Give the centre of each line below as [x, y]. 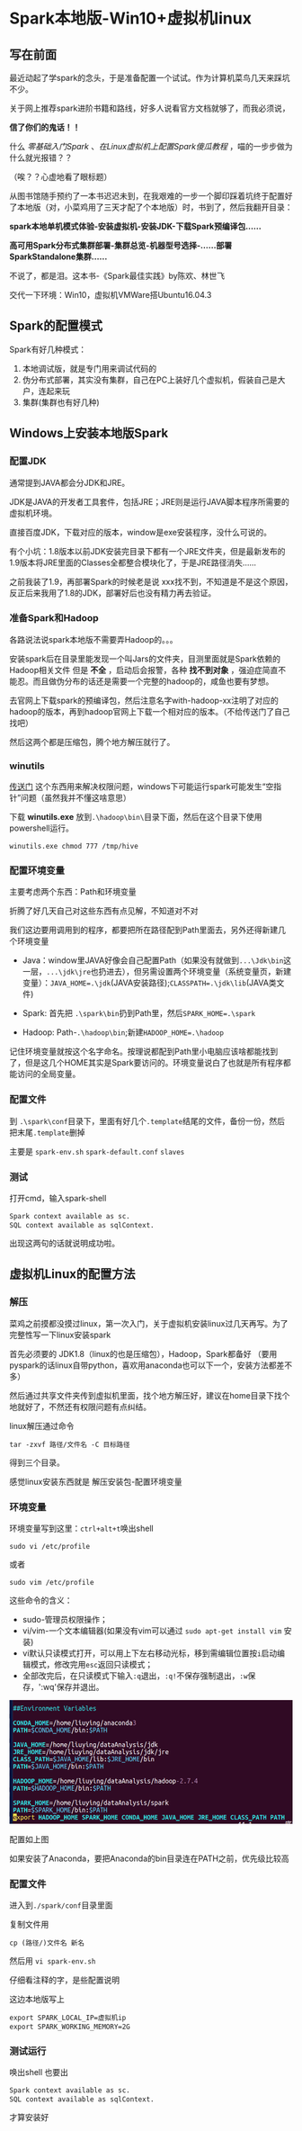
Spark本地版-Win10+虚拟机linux [130, 18]
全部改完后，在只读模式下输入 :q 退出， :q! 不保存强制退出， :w [135, 1676]
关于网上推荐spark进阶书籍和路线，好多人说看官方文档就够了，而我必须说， [150, 108]
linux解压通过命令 [42, 1425]
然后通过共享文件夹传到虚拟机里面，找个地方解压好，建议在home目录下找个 [150, 1395]
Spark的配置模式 [56, 326]
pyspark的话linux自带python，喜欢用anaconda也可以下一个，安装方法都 [143, 1365]
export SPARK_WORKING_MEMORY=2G [70, 2027]
